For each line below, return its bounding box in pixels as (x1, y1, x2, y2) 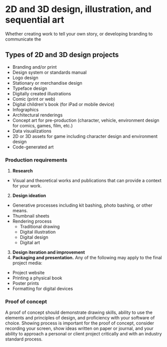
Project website (12, 270, 45, 276)
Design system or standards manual (12, 69, 87, 75)
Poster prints (12, 280, 39, 286)
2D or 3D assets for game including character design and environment (12, 133, 158, 139)
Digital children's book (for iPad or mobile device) (12, 101, 115, 107)
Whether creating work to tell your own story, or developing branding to (5, 31, 153, 37)
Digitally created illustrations (12, 90, 71, 96)
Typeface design (12, 85, 47, 91)
